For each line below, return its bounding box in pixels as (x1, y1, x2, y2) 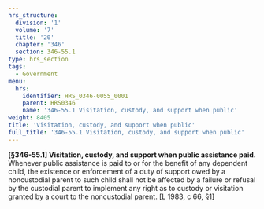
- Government (15, 70, 58, 78)
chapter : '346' (15, 41, 65, 49)
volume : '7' (15, 26, 55, 34)
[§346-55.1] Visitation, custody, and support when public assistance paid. (8, 150, 256, 159)
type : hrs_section (8, 56, 69, 64)
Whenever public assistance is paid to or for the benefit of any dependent (8, 158, 248, 167)
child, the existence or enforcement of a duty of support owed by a (8, 167, 226, 176)
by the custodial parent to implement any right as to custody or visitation (8, 183, 244, 192)
